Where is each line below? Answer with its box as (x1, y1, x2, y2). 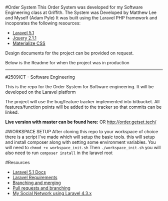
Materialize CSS (12, 40, 46, 46)
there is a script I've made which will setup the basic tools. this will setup (5, 134, 155, 140)
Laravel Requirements (12, 175, 57, 180)
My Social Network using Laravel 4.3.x (12, 191, 92, 196)
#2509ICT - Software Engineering (5, 74, 75, 80)
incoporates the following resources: (5, 20, 81, 26)
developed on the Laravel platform (5, 89, 76, 95)
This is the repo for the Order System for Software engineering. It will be (5, 84, 154, 89)
